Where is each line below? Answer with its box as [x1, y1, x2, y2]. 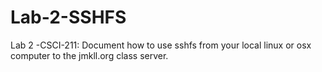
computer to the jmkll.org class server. [10, 49, 169, 61]
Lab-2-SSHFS [10, 6, 127, 29]
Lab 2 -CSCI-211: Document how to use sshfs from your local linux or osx [10, 39, 312, 51]
